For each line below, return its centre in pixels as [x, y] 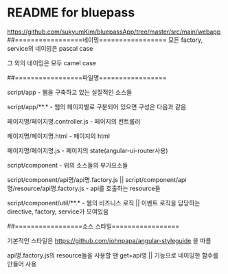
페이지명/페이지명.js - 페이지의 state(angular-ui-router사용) [88, 150]
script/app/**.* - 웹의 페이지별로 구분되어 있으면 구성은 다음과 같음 [97, 106]
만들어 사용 [22, 264]
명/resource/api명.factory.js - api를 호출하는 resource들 [84, 188]
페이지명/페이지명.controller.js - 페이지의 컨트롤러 [74, 121]
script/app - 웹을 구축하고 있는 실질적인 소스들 [70, 92]
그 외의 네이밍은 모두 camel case [52, 62]
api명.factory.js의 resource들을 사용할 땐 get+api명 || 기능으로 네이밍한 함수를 [113, 255]
